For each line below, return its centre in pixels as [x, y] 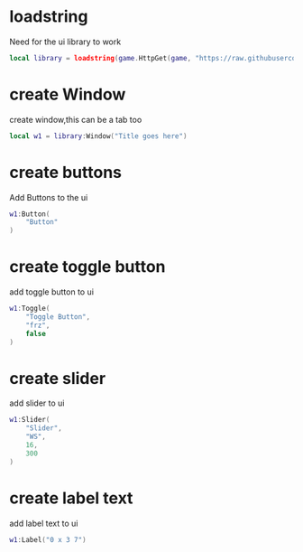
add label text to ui [44, 523]
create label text [71, 498]
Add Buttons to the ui [49, 197]
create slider [58, 378]
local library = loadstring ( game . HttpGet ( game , [101, 58]
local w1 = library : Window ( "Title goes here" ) [98, 136]
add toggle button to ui [52, 292]
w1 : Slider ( [30, 420]
